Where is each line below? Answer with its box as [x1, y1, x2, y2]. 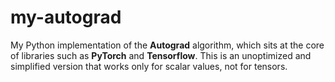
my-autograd [10, 6, 122, 29]
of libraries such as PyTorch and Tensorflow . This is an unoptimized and [10, 49, 312, 61]
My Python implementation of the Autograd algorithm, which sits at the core [10, 39, 325, 51]
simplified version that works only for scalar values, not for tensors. [10, 60, 288, 72]
